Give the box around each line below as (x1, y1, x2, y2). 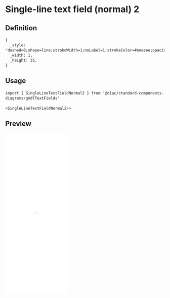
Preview (5, 120, 32, 128)
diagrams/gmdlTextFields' (5, 95, 60, 101)
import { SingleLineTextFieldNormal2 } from (5, 90, 101, 95)
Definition (5, 24, 37, 32)
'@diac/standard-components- (102, 90, 164, 95)
